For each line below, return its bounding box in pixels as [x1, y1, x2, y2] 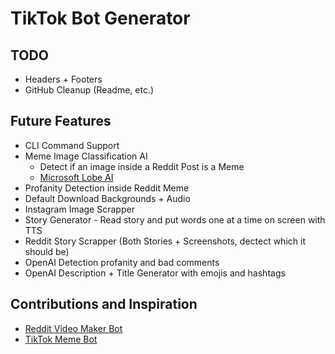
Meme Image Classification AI [24, 150, 148, 162]
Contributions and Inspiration [10, 296, 198, 313]
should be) [24, 245, 70, 257]
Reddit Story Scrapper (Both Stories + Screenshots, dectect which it [24, 235, 306, 247]
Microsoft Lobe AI [39, 171, 114, 183]
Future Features [10, 113, 112, 130]
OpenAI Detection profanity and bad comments [24, 256, 220, 268]
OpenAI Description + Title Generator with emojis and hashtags [24, 267, 286, 279]
